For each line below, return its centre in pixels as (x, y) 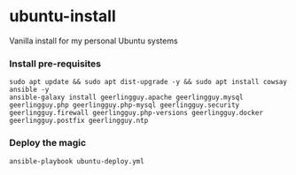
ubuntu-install (63, 16)
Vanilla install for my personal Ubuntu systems (94, 41)
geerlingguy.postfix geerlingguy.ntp (79, 121)
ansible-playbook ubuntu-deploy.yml (77, 161)
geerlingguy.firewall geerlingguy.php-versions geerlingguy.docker (136, 113)
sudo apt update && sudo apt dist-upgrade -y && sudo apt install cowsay (148, 82)
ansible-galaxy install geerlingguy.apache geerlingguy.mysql (126, 98)
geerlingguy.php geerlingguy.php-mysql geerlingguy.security (125, 105)
